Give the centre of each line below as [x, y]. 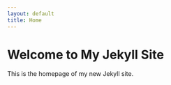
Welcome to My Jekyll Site [85, 55]
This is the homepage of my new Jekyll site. [70, 74]
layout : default [31, 14]
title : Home [24, 20]
